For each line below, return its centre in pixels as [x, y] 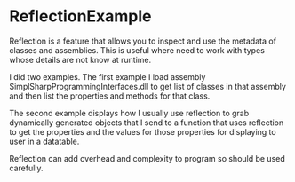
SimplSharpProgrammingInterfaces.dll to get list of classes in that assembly [148, 86]
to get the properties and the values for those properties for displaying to [143, 131]
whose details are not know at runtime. [80, 59]
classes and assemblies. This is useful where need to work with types [137, 50]
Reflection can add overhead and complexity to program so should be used [147, 158]
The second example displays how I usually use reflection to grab [129, 113]
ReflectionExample [80, 16]
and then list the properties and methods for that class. [110, 96]
